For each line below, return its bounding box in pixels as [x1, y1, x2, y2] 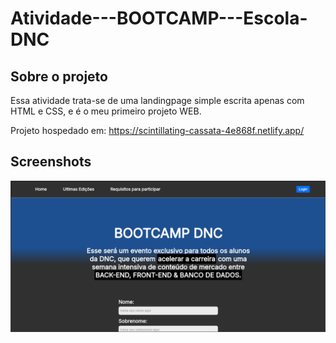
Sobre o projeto [10, 68, 108, 85]
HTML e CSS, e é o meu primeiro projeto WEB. [10, 105, 202, 117]
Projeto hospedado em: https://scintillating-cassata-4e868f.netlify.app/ [10, 125, 305, 136]
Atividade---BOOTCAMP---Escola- [10, 7, 308, 30]
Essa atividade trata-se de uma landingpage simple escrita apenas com [10, 95, 305, 106]
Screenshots [10, 153, 92, 171]
